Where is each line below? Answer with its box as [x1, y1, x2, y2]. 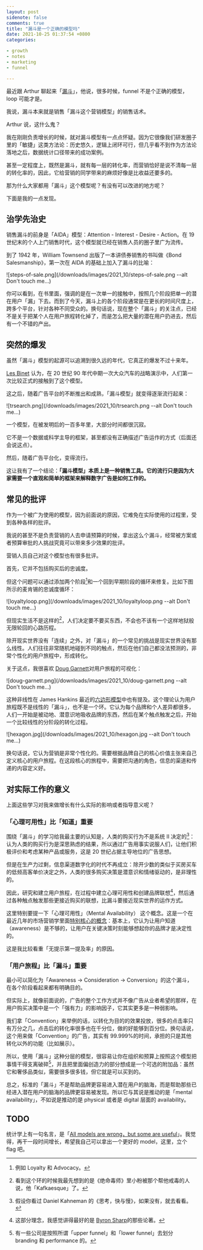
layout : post [6, 8, 39, 15]
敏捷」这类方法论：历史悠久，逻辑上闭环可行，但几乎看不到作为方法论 [22, 141, 197, 148]
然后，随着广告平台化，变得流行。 [6, 454, 91, 462]
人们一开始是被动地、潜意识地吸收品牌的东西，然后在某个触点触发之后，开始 [6, 711, 197, 718]
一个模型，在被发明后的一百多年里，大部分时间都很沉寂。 [6, 421, 149, 428]
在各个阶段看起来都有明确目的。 [6, 984, 86, 991]
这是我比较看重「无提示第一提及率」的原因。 [6, 945, 118, 952]
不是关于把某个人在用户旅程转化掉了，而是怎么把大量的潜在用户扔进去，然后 [6, 312, 197, 320]
